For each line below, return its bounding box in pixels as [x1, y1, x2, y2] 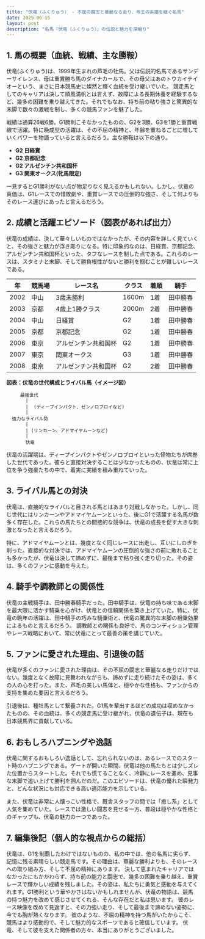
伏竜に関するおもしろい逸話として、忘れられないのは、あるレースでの [6, 755, 182, 762]
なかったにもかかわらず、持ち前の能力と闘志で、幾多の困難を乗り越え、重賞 [6, 872, 198, 880]
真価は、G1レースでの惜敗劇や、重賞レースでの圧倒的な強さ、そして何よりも [6, 190, 199, 198]
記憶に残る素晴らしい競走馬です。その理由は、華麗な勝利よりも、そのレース [6, 857, 198, 865]
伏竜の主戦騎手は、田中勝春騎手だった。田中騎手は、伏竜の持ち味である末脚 [6, 599, 199, 606]
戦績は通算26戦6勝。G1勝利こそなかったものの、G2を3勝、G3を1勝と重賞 [6, 118, 192, 126]
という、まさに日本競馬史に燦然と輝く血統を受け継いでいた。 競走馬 [16, 83, 190, 90]
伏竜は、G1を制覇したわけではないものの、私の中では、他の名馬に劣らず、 [6, 850, 194, 857]
